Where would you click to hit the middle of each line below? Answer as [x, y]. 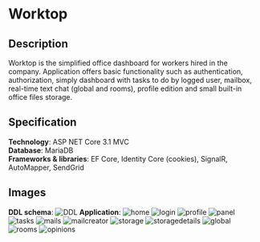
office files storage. [41, 97]
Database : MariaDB [41, 150]
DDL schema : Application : [65, 212]
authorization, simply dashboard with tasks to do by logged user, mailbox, [130, 80]
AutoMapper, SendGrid [46, 167]
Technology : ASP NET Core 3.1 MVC [69, 142]
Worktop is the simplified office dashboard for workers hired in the [118, 63]
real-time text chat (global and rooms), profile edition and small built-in [125, 88]
